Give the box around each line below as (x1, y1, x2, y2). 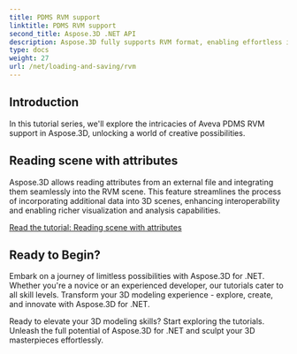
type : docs (9, 46, 49, 55)
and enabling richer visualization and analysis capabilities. (9, 205, 221, 215)
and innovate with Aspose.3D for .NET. (9, 299, 150, 310)
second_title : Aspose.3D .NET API (9, 29, 137, 38)
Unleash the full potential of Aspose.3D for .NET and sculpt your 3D (9, 326, 255, 336)
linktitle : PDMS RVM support (9, 21, 117, 30)
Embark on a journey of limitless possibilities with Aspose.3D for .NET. (9, 271, 265, 282)
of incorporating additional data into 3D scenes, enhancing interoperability (9, 195, 280, 206)
